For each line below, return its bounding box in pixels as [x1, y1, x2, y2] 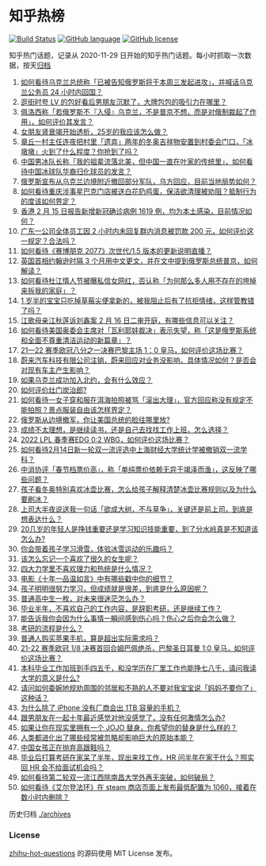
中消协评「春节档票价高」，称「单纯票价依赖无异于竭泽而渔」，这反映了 [20, 464, 250, 474]
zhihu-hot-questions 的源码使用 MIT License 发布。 [9, 849, 177, 858]
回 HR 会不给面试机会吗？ [20, 762, 104, 771]
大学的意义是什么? [20, 673, 80, 682]
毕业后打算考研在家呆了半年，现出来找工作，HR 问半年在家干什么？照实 [20, 752, 255, 762]
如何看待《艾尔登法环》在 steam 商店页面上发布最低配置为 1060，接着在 [20, 782, 256, 791]
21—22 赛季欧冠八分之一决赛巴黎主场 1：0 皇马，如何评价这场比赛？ [20, 345, 244, 354]
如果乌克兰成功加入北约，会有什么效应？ [20, 375, 153, 385]
